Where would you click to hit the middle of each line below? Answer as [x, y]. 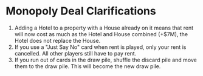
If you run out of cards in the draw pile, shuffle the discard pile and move [105, 60]
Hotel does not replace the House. [57, 40]
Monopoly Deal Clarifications [81, 11]
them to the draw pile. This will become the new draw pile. [88, 66]
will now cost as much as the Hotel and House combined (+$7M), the [101, 34]
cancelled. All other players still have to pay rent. [75, 53]
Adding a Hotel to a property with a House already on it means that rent [104, 28]
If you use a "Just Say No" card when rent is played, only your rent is [100, 47]
